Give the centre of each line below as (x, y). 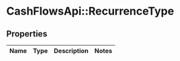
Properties (27, 34)
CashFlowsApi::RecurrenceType (90, 11)
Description (71, 51)
